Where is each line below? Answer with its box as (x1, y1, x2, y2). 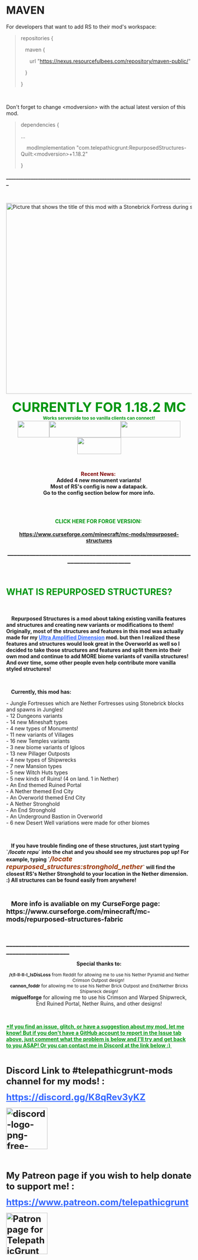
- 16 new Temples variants (6, 737, 70, 745)
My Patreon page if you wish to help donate (6, 1169, 192, 1181)
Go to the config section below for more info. (43, 489, 155, 496)
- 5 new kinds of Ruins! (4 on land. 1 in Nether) (6, 775, 119, 782)
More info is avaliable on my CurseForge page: (11, 899, 160, 908)
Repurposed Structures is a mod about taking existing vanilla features (11, 615, 186, 622)
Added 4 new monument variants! (56, 476, 142, 484)
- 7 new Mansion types (6, 762, 62, 769)
